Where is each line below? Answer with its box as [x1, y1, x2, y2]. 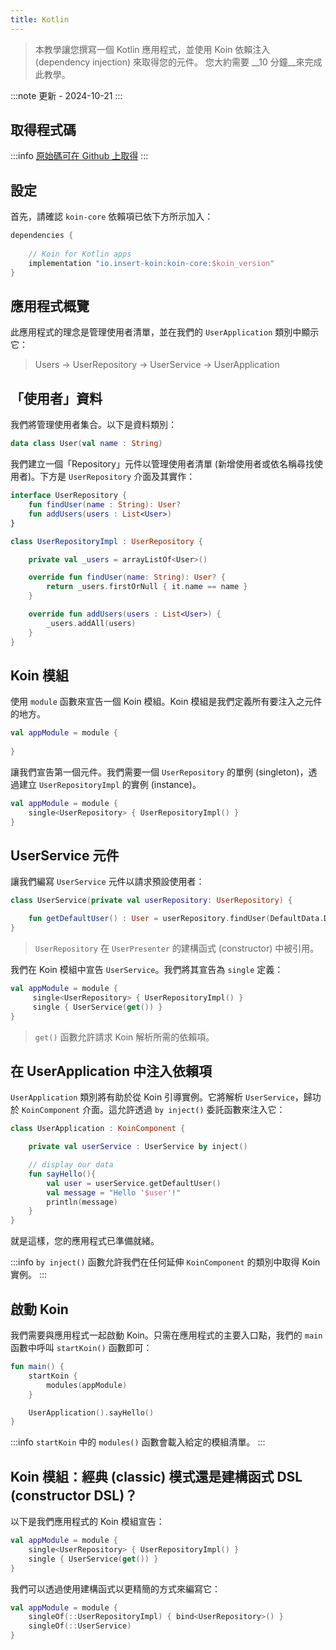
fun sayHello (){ [28, 1169, 97, 1179]
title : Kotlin [10, 14, 70, 25]
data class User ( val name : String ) [10, 439, 163, 449]
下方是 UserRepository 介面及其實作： [39, 471, 196, 483]
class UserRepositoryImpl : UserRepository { [10, 536, 203, 546]
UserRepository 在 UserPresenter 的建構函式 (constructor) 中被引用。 [34, 942, 320, 954]
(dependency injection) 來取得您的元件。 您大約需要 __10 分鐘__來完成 [34, 56, 323, 68]
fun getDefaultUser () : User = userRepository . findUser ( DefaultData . [28, 914, 325, 924]
